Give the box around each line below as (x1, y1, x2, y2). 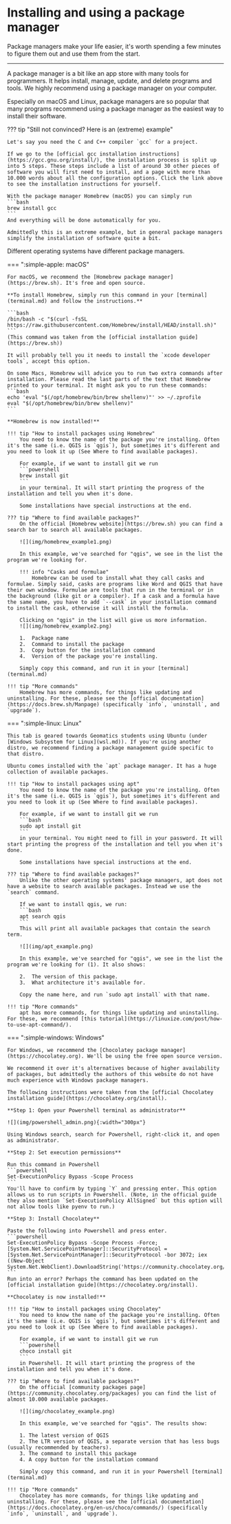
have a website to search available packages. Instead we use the (7, 883, 201, 890)
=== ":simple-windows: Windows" (7, 1033, 105, 1042)
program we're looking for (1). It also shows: (7, 961, 146, 968)
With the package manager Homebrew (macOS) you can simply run (7, 193, 192, 200)
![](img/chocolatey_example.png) (19, 1408, 115, 1415)
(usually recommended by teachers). (7, 1443, 112, 1451)
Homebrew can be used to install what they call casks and (32, 575, 205, 581)
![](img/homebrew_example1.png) (19, 538, 112, 545)
